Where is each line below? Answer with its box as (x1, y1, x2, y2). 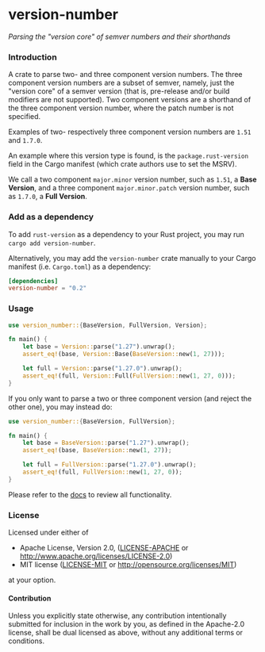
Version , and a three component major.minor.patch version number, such (8, 183, 250, 193)
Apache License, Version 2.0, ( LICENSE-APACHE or (19, 543, 189, 553)
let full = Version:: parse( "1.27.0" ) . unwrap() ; (22, 365, 182, 373)
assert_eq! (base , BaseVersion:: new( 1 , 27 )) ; (22, 447, 172, 454)
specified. (8, 112, 41, 121)
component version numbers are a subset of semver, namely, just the (8, 78, 235, 88)
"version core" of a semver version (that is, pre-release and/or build (8, 86, 230, 96)
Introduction (8, 52, 57, 63)
